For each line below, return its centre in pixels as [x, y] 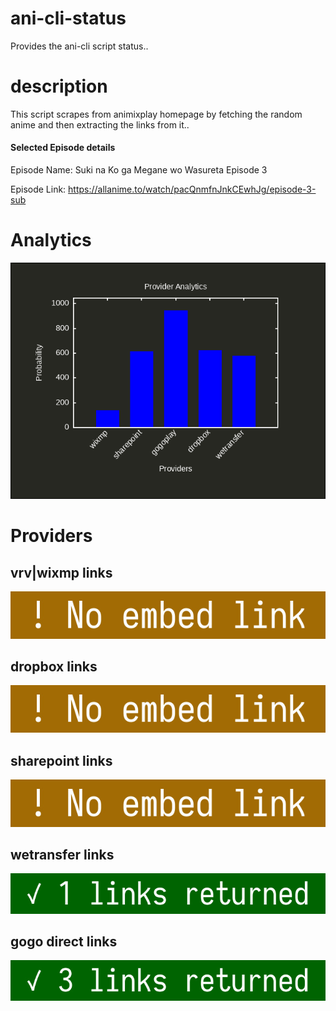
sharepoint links [61, 760]
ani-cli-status [68, 18]
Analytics [51, 240]
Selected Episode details [63, 148]
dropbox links [54, 667]
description [59, 86]
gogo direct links [64, 942]
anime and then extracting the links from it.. [100, 124]
